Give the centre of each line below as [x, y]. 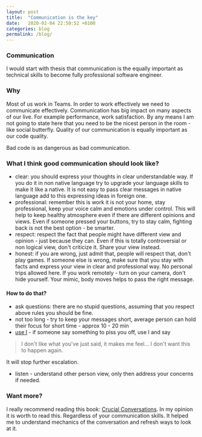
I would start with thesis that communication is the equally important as [95, 69]
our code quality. [27, 136]
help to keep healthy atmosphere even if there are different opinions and [105, 215]
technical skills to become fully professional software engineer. [84, 75]
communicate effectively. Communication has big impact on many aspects [99, 110]
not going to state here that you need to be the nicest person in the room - [99, 123]
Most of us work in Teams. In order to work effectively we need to [88, 104]
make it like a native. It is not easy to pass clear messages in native [98, 189]
